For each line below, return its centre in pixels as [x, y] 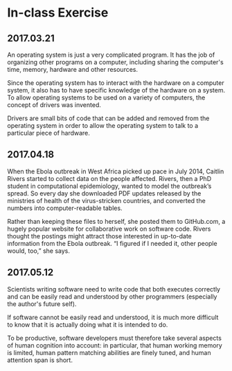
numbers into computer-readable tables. [65, 208]
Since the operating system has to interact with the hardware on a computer [116, 83]
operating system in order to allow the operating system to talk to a [103, 125]
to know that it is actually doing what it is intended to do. [88, 324]
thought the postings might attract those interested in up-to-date [100, 236]
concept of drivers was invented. [54, 105]
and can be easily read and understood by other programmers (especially [112, 296]
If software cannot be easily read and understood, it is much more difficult [113, 317]
